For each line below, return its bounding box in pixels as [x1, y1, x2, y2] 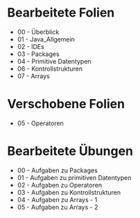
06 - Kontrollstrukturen [17, 64, 83, 73]
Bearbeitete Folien [7, 5, 115, 21]
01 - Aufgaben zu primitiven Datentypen [17, 173, 132, 181]
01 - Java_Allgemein [17, 35, 75, 43]
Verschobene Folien [7, 96, 125, 112]
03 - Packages [17, 50, 60, 58]
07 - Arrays [17, 71, 50, 80]
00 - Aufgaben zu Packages [17, 166, 98, 174]
